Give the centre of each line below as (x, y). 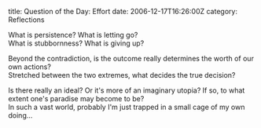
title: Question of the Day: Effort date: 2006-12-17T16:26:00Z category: (123, 11)
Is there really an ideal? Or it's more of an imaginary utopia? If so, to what (127, 90)
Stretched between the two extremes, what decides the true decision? (122, 75)
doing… (20, 115)
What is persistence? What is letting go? (73, 35)
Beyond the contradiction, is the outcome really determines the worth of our (131, 59)
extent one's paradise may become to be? (76, 99)
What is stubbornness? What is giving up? (76, 43)
